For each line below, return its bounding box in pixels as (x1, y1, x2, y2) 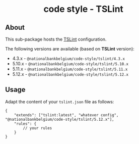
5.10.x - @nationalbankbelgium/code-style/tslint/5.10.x (12, 61, 129, 66)
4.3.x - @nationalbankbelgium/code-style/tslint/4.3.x (12, 55, 125, 61)
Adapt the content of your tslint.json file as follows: (5, 98, 114, 104)
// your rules (23, 125, 52, 131)
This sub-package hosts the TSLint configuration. (5, 36, 107, 42)
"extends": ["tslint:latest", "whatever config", (14, 112, 119, 117)
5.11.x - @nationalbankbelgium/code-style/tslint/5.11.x (12, 66, 128, 72)
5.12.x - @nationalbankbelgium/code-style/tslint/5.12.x (12, 71, 129, 77)
